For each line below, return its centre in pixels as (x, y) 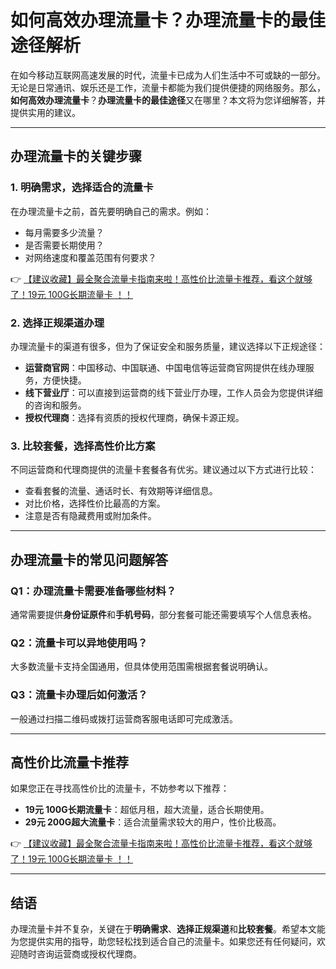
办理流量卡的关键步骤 (76, 156)
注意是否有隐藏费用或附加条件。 (90, 516)
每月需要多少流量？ (64, 232)
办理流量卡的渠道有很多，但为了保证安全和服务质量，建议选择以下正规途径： (168, 346)
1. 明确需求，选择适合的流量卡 (82, 188)
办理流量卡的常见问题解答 (89, 559)
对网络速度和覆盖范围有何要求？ (90, 257)
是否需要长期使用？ (64, 245)
